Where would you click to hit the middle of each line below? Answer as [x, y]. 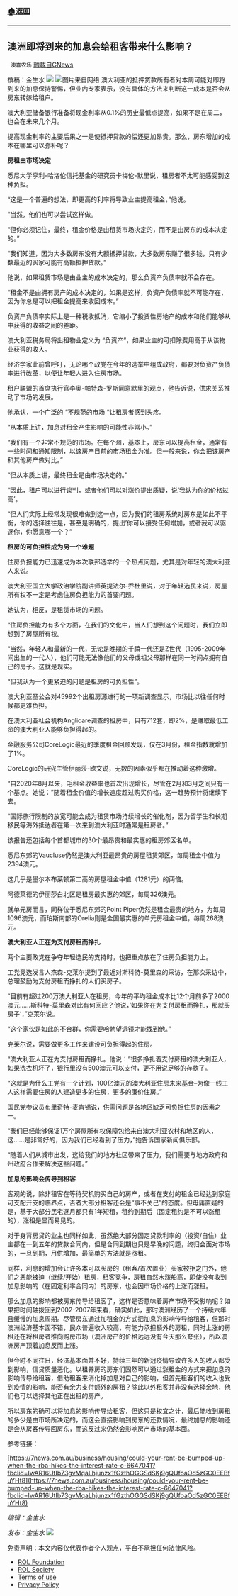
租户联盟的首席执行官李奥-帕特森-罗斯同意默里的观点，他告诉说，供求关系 [116, 389]
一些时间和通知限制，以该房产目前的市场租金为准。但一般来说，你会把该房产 [119, 451]
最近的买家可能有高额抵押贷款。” [60, 262]
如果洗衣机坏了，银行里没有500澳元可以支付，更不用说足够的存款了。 [109, 1068]
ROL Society [36, 1570]
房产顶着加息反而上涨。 [47, 1346]
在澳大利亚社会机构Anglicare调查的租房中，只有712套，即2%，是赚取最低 [115, 720]
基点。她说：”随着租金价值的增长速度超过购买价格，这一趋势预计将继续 [117, 793]
